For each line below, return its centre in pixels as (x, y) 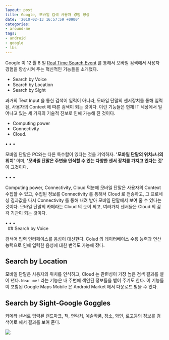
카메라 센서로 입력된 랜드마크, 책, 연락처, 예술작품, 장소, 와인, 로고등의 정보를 (80, 316)
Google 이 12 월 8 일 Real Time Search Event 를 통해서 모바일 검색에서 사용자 (82, 63)
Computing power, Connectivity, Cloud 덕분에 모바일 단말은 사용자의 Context (83, 187)
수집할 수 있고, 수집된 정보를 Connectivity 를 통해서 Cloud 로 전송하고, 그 (77, 194)
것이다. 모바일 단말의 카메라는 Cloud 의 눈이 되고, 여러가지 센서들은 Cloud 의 (80, 206)
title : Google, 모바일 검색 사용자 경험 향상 (47, 15)
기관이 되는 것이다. (29, 213)
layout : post (19, 10)
